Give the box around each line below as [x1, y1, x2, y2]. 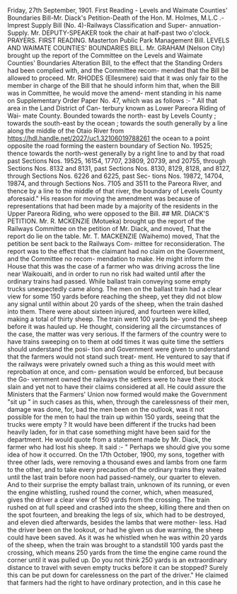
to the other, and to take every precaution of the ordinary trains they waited [7, 466, 226, 473]
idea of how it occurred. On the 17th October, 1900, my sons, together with [7, 450, 225, 459]
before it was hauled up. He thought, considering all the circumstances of [7, 323, 221, 330]
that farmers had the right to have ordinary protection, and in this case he [7, 578, 221, 587]
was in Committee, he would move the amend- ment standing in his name [7, 89, 222, 97]
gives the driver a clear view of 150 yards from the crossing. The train [7, 495, 210, 504]
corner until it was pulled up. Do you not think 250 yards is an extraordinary [7, 556, 228, 564]
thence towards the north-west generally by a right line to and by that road [7, 149, 225, 157]
